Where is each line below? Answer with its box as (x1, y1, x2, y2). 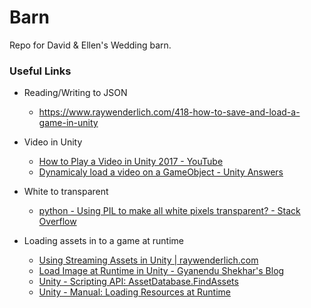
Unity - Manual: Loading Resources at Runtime (38, 286, 231, 298)
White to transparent (23, 186, 109, 198)
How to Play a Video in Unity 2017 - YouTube (38, 156, 224, 168)
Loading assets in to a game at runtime (23, 235, 185, 247)
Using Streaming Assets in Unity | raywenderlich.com (38, 254, 259, 266)
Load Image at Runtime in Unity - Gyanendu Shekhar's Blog (38, 265, 285, 277)
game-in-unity (38, 117, 99, 129)
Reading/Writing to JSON (23, 87, 128, 99)
